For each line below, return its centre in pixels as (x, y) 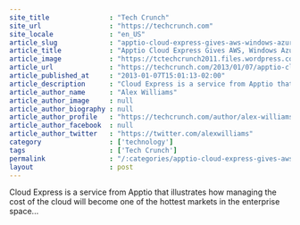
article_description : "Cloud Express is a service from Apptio (142, 84)
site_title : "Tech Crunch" (89, 17)
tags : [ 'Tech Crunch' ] (93, 150)
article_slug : (62, 42)
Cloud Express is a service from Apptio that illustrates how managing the (143, 192)
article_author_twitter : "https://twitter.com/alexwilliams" (131, 134)
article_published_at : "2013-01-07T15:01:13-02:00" (117, 76)
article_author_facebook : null (71, 126)
